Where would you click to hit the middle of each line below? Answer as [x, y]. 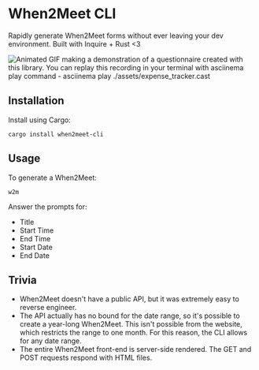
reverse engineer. [48, 308]
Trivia [22, 280]
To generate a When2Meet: [52, 178]
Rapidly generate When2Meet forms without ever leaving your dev [116, 36]
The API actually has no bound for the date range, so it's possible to [129, 316]
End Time [35, 238]
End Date [34, 255]
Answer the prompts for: [48, 207]
